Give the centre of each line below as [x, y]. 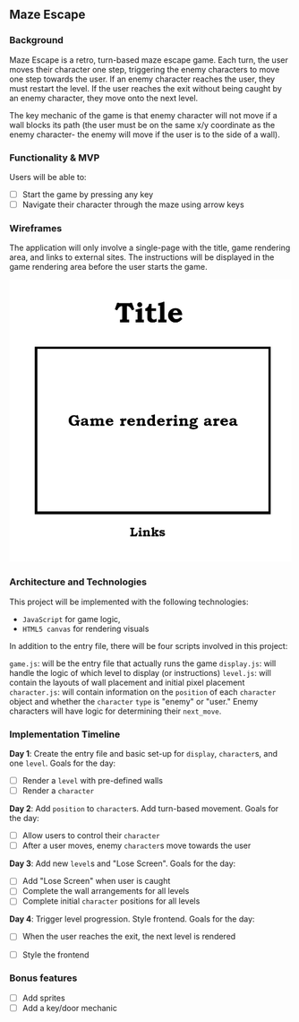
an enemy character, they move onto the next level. [104, 98]
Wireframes [36, 229]
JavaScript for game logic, [71, 619]
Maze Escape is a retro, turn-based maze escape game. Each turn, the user [149, 60]
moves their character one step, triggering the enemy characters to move [145, 69]
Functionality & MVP [55, 158]
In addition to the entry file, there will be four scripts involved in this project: [149, 645]
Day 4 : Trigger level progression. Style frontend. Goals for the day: [132, 919]
